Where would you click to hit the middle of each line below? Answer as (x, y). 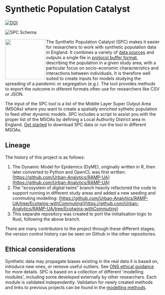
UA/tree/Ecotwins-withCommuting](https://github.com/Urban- (76, 203)
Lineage (18, 146)
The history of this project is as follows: (45, 157)
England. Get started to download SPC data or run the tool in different (76, 125)
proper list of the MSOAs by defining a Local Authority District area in (75, 119)
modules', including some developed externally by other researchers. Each (81, 277)
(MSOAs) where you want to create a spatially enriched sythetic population (81, 109)
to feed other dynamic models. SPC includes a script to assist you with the (81, 114)
